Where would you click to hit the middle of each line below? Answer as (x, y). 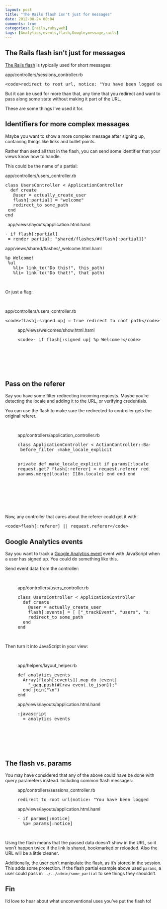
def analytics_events (44, 675)
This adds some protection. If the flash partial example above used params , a (83, 868)
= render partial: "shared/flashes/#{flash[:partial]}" (77, 239)
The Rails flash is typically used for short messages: (58, 65)
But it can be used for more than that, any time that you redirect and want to (83, 93)
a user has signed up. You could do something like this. (62, 559)
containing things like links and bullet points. (50, 141)
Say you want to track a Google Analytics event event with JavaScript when (83, 554)
